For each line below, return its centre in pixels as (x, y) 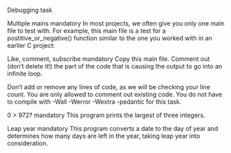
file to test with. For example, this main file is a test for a (86, 31)
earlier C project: (31, 45)
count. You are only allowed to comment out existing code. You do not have (115, 94)
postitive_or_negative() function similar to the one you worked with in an (110, 38)
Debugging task (30, 10)
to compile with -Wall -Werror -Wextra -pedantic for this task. (94, 102)
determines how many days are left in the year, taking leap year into (104, 136)
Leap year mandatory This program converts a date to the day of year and (113, 128)
